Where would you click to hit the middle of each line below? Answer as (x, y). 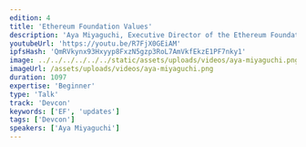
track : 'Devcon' (40, 103)
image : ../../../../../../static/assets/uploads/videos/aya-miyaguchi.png (154, 60)
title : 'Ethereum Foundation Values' (81, 26)
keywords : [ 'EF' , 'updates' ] (65, 111)
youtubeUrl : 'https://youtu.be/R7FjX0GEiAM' (95, 43)
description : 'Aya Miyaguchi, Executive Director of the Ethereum (138, 35)
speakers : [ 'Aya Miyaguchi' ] (65, 129)
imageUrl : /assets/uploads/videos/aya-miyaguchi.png (112, 69)
